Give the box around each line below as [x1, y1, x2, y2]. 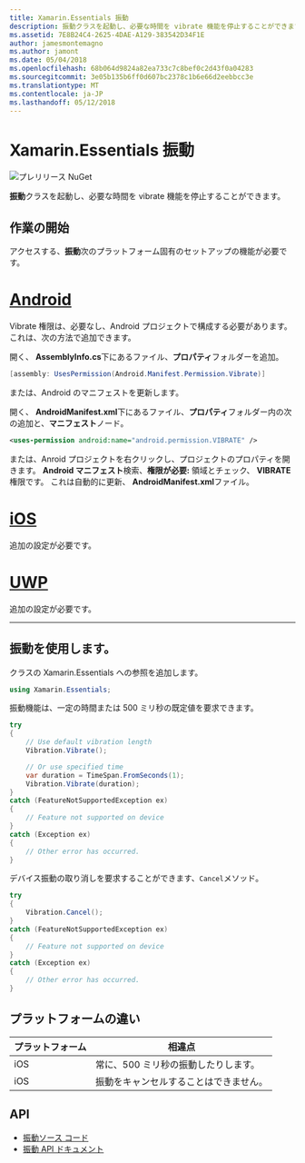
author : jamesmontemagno [9, 38, 103, 48]
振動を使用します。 [9, 641, 116, 657]
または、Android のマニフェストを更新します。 [9, 387, 184, 398]
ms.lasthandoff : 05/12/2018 [9, 97, 116, 107]
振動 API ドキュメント [22, 1143, 104, 1154]
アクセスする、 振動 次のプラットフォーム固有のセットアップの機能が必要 [9, 246, 280, 257]
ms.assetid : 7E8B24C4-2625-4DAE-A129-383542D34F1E [9, 30, 205, 39]
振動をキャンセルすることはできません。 [94, 1075, 269, 1088]
